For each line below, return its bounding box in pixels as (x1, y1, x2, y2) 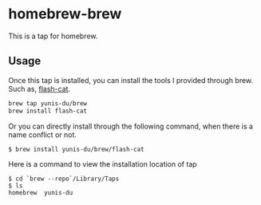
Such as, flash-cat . (8, 84, 70, 93)
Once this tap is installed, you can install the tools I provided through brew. (8, 75, 254, 85)
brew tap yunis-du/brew (8, 99, 88, 108)
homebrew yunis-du (8, 189, 73, 197)
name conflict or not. (8, 129, 77, 140)
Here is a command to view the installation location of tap (8, 160, 197, 169)
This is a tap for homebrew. (8, 31, 98, 41)
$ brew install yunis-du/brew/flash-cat (8, 145, 145, 153)
